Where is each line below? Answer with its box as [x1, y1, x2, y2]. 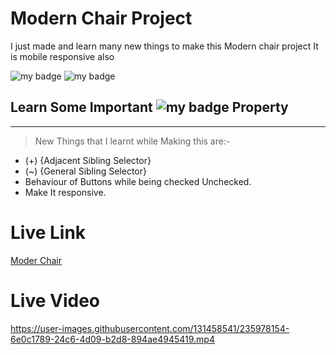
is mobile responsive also [10, 50, 115, 62]
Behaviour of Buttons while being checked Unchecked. [24, 175, 252, 187]
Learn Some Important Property [10, 99, 289, 116]
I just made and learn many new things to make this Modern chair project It [10, 40, 319, 52]
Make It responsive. [24, 186, 107, 198]
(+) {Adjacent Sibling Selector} [24, 154, 152, 166]
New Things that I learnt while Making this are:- [34, 135, 231, 147]
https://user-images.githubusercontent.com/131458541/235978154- [10, 322, 290, 334]
